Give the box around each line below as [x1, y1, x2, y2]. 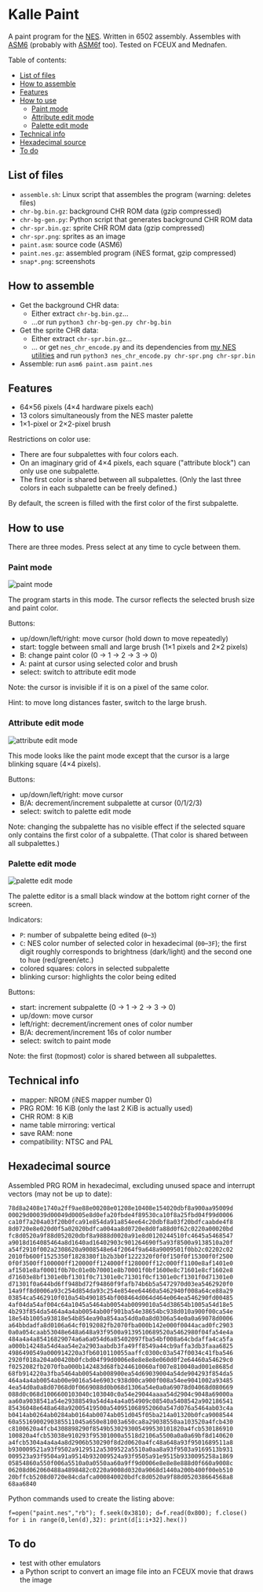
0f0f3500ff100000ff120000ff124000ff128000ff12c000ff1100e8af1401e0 [8, 1259, 234, 1267]
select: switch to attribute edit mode [19, 667, 137, 677]
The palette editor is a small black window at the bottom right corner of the [8, 892, 250, 901]
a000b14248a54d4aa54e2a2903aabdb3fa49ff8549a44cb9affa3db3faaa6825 [8, 1342, 234, 1350]
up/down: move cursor [19, 1011, 93, 1021]
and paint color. [8, 603, 59, 613]
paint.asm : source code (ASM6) [19, 239, 123, 249]
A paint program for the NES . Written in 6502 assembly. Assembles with [8, 32, 241, 41]
